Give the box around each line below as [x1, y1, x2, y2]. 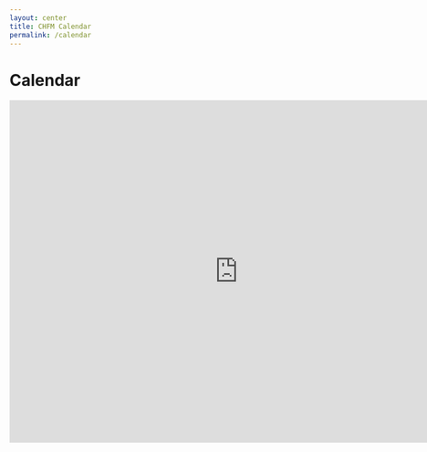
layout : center [9, 13, 68, 23]
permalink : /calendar [9, 30, 92, 39]
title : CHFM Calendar [9, 22, 92, 31]
